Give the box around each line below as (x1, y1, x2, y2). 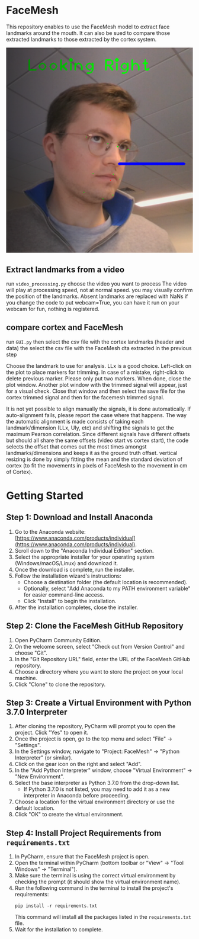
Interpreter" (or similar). (14, 754, 73, 761)
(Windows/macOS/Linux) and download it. (14, 559, 118, 566)
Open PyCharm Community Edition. (14, 636, 102, 643)
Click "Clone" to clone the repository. (14, 681, 106, 688)
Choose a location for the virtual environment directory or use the (14, 798, 175, 806)
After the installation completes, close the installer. (14, 604, 138, 611)
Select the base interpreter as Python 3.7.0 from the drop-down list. (14, 780, 179, 787)
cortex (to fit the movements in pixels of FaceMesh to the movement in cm (6, 462, 188, 469)
